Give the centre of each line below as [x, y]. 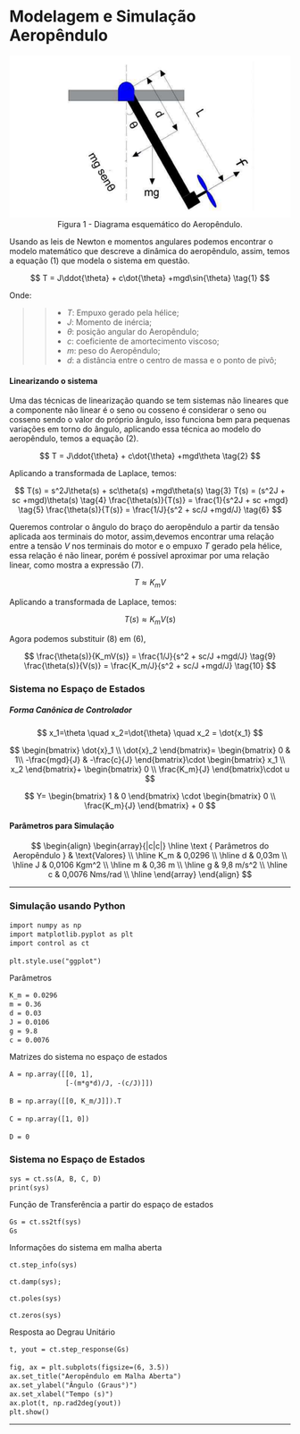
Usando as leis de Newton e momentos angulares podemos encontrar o [142, 241]
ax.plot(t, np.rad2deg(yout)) [66, 1404]
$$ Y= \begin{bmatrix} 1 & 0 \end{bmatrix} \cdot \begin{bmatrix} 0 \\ [150, 796]
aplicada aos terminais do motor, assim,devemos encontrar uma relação [142, 537]
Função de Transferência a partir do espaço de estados [112, 1205]
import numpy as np [46, 926]
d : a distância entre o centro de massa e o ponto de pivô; [171, 360]
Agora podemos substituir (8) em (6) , [78, 638]
